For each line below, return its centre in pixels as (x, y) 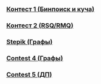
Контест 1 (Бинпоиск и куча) (50, 9)
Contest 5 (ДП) (29, 74)
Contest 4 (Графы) (35, 58)
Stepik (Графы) (30, 41)
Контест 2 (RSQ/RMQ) (40, 25)
